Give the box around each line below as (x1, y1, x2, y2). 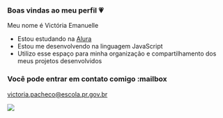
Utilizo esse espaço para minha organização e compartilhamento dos (17, 49, 217, 58)
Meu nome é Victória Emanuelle (7, 22, 99, 30)
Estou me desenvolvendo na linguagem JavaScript (17, 42, 163, 51)
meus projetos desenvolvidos (17, 57, 102, 65)
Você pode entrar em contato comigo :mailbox (7, 74, 167, 84)
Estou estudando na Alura (17, 35, 92, 43)
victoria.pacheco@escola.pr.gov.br (7, 90, 108, 99)
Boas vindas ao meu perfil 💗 (7, 6, 104, 15)
